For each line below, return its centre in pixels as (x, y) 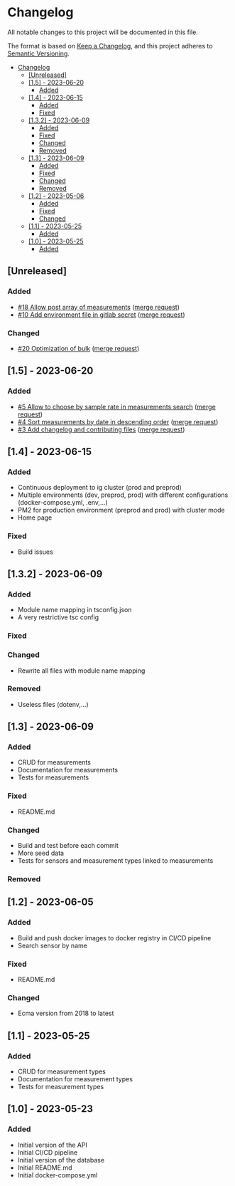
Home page (35, 518)
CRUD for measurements (54, 762)
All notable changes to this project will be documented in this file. (103, 32)
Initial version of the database (61, 1160)
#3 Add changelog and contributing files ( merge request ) (101, 429)
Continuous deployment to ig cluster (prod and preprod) (100, 488)
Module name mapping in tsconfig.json (75, 610)
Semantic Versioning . (38, 53)
